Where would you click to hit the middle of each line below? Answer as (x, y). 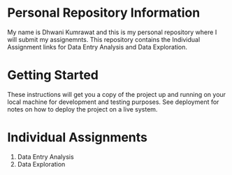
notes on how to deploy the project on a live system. (82, 109)
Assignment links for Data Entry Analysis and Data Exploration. (97, 47)
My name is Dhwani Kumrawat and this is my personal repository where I (112, 32)
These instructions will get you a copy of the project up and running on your (116, 94)
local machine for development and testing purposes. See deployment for (113, 102)
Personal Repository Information (104, 13)
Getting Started (53, 75)
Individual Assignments (78, 138)
